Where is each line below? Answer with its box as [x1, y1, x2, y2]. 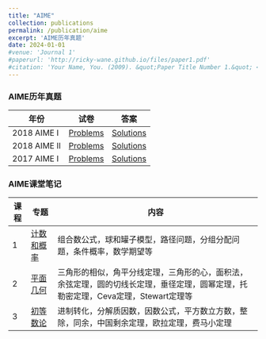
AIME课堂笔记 [8, 178, 62, 189]
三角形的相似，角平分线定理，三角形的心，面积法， [57, 267, 248, 278]
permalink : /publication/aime [8, 26, 108, 34]
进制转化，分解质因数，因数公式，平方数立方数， [57, 306, 240, 317]
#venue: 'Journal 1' [8, 48, 77, 56]
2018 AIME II [12, 141, 62, 152]
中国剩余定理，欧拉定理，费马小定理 [97, 318, 232, 329]
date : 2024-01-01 [8, 41, 66, 49]
